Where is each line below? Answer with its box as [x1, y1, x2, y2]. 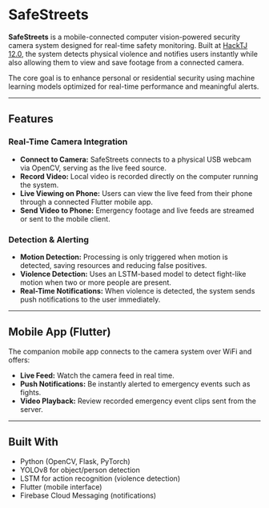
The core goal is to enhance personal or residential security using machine [8, 73, 255, 82]
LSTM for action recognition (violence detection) [19, 474, 181, 483]
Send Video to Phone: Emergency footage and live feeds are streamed [19, 206, 255, 215]
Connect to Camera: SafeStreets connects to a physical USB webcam [19, 154, 252, 164]
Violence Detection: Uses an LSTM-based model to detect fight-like [19, 269, 247, 278]
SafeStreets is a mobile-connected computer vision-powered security [8, 32, 240, 42]
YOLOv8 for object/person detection [19, 465, 140, 474]
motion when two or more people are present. [19, 278, 172, 287]
